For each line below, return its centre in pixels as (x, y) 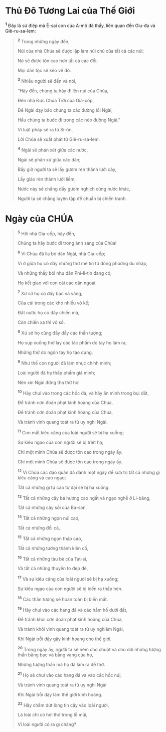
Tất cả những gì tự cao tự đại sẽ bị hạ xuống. (64, 487)
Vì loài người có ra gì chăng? (47, 724)
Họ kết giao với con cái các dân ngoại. (57, 283)
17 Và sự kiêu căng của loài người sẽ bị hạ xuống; (68, 579)
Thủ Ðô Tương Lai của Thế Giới (70, 11)
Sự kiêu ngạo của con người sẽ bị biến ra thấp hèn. (70, 589)
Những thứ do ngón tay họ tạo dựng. (55, 352)
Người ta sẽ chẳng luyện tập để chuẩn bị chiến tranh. (72, 199)
